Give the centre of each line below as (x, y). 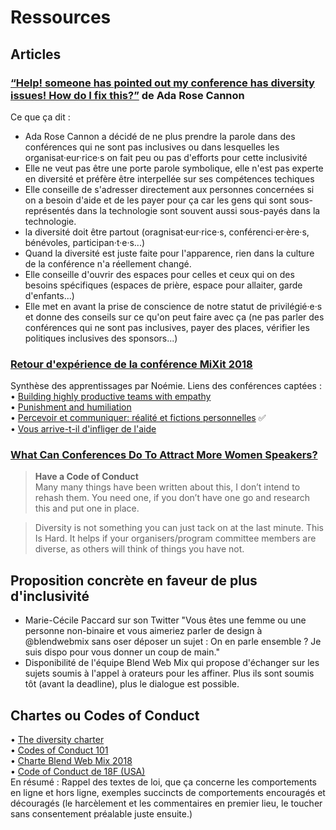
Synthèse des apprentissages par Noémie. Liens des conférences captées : (166, 386)
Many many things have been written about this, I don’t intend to (167, 487)
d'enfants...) (49, 295)
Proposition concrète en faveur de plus (134, 580)
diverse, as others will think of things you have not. (139, 549)
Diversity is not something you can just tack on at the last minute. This (179, 528)
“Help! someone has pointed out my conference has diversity (162, 83)
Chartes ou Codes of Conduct (105, 715)
